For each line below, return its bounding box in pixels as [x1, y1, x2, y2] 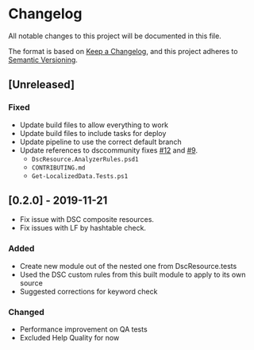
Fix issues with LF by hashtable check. [19, 224, 147, 233]
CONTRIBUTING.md [31, 164, 86, 172]
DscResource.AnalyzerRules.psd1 [31, 155, 139, 163]
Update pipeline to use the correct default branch [19, 137, 182, 146]
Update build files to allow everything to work [19, 120, 169, 130]
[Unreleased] [8, 78, 75, 91]
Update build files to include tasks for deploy [19, 128, 167, 138]
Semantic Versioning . [8, 55, 78, 64]
